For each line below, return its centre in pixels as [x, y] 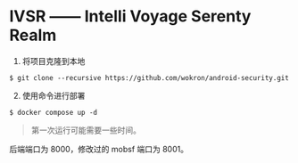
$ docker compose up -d [54, 112]
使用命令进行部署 [54, 95]
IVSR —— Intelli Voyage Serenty [130, 16]
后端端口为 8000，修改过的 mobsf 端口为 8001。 [99, 149]
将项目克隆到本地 [54, 61]
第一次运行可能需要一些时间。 [86, 130]
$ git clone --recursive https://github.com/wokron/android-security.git [149, 77]
